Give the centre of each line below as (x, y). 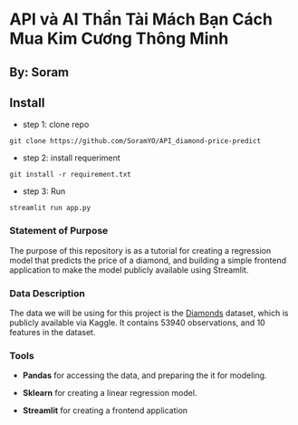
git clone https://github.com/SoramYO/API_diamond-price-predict (135, 141)
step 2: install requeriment (71, 158)
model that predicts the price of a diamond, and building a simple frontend (148, 260)
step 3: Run (44, 191)
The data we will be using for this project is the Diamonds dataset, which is (149, 313)
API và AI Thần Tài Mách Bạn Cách (141, 19)
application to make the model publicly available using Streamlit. (129, 270)
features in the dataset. (53, 332)
